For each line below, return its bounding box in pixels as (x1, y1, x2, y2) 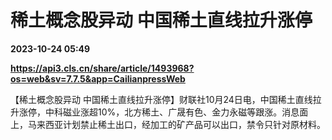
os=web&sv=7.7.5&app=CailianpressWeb (10, 72, 186, 85)
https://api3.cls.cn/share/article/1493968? (10, 62, 195, 74)
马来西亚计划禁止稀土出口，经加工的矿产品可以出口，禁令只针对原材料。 (27, 118, 326, 130)
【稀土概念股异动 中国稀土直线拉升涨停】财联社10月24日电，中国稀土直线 (10, 93, 313, 105)
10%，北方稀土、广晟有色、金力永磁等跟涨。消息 (97, 106, 300, 118)
